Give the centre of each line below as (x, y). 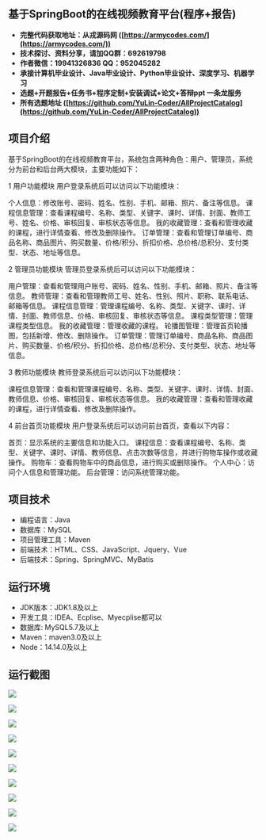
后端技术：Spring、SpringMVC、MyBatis (87, 559)
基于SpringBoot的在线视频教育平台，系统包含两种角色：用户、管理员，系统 (131, 159)
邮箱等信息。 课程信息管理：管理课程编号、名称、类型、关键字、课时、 (123, 305)
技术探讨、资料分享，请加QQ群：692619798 (93, 53)
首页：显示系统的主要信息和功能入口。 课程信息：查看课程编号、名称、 (123, 442)
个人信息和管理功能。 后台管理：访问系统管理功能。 (99, 472)
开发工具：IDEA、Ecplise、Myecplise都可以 (91, 617)
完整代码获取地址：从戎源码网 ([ (72, 35)
